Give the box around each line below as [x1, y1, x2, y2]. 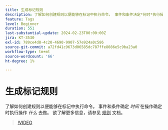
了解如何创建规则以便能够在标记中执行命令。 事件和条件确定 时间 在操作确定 [5, 103, 162, 109]
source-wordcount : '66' [5, 53, 55, 59]
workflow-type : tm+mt [5, 49, 50, 54]
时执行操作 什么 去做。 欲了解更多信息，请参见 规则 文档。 [5, 109, 125, 115]
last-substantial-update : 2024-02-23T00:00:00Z [5, 30, 106, 35]
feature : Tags [5, 16, 35, 21]
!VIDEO [17, 119, 32, 125]
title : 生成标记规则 [5, 7, 43, 12]
